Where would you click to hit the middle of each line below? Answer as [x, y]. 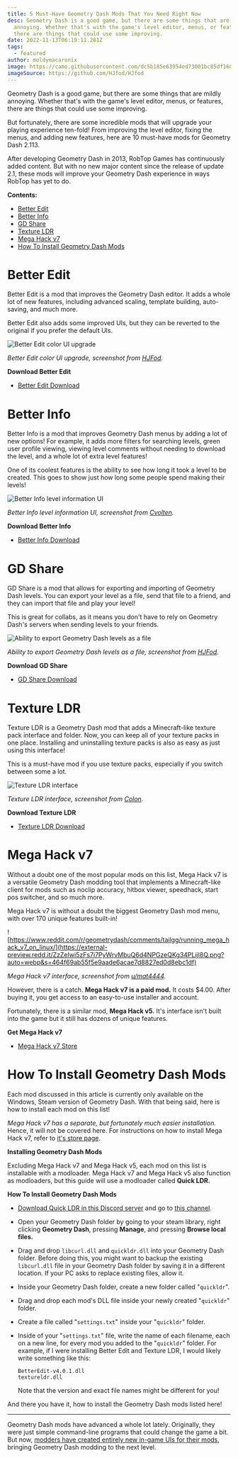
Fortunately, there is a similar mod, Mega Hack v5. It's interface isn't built [114, 1011]
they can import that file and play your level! [72, 604]
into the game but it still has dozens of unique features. [87, 1019]
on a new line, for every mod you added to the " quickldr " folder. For [117, 1343]
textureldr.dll [40, 1378]
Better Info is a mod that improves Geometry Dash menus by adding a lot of [118, 434]
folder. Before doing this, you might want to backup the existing [110, 1258]
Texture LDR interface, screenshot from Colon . [75, 799]
